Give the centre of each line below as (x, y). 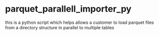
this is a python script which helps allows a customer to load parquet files (79, 22)
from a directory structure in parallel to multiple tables (60, 27)
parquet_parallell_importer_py (68, 9)
